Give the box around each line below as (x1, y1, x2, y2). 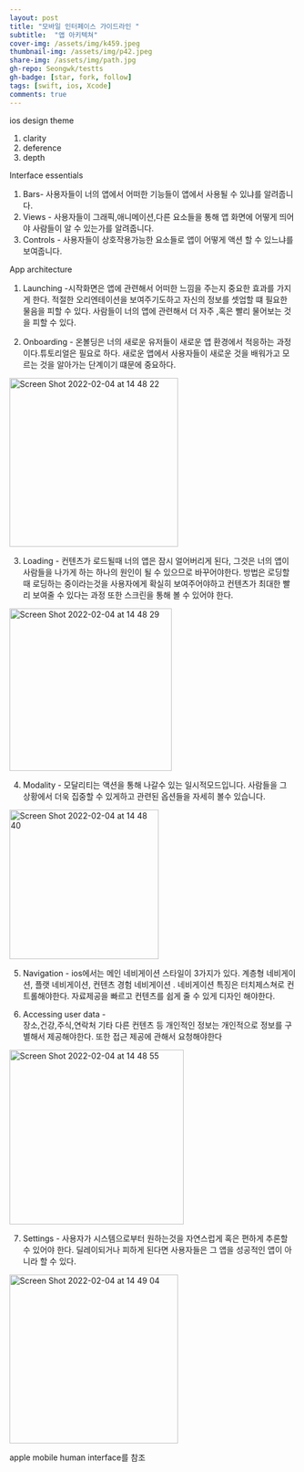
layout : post (9, 13, 59, 23)
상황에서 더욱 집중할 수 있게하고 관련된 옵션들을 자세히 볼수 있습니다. (22, 790, 266, 801)
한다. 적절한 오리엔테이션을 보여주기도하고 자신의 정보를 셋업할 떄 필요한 (32, 294, 289, 305)
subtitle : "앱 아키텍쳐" (9, 30, 98, 39)
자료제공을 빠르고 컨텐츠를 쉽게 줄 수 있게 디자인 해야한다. (71, 990, 276, 1001)
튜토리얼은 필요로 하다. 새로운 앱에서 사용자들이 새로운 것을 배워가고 (39, 348, 280, 359)
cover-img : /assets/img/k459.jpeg (9, 38, 141, 48)
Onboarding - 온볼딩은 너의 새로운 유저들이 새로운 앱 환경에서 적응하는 (22, 336, 275, 347)
